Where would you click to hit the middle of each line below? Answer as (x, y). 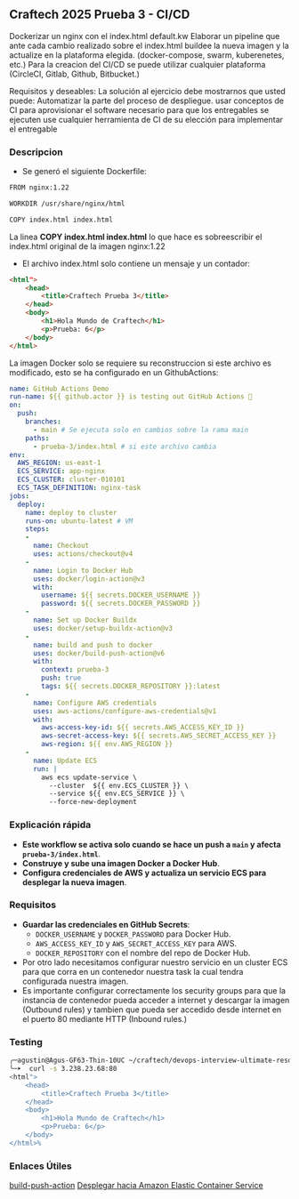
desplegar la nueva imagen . (74, 882)
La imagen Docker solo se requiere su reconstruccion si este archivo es (140, 363)
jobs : (19, 496)
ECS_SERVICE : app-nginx (61, 471)
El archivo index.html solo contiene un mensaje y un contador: (136, 263)
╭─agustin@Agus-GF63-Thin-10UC (67, 1061)
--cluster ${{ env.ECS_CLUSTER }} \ (119, 785)
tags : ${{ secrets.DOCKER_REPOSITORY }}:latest (131, 687)
